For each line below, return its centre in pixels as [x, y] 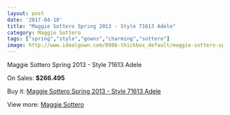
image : [16, 45]
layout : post [26, 13]
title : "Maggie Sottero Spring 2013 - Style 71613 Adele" [91, 26]
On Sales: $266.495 [36, 78]
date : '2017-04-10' [35, 20]
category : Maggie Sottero [44, 33]
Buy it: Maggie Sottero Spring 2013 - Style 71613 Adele [84, 91]
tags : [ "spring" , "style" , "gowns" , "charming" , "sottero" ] [88, 39]
